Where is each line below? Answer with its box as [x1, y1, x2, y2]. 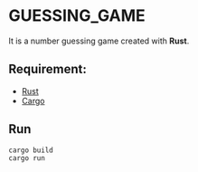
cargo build [8, 146, 53, 155]
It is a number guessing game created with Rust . [8, 35, 190, 46]
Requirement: [8, 62, 88, 77]
